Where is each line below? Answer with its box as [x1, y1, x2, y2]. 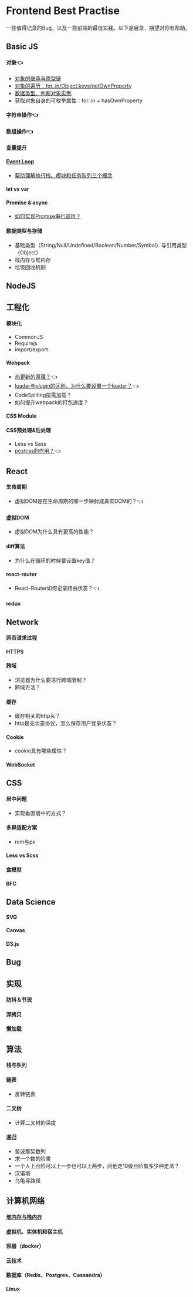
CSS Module [6, 412, 37, 419]
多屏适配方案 [6, 824, 37, 831]
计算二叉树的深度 [14, 1119, 56, 1126]
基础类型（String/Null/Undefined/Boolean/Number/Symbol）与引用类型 [14, 241, 187, 248]
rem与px [14, 838, 36, 845]
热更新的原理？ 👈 [14, 373, 57, 380]
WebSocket [6, 761, 35, 768]
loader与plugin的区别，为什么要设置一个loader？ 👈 [14, 382, 139, 389]
